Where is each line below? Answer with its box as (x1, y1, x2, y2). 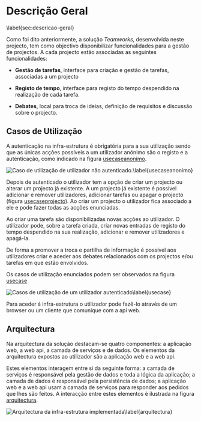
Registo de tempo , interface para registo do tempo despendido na (14, 84, 179, 91)
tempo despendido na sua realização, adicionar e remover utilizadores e (6, 228, 185, 235)
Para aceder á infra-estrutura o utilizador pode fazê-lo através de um (6, 300, 177, 307)
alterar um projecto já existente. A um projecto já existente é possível (6, 184, 177, 192)
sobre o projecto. (14, 109, 58, 116)
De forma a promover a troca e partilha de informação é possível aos (6, 246, 176, 253)
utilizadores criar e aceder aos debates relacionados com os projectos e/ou (6, 252, 193, 259)
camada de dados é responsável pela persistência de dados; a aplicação (6, 377, 187, 384)
